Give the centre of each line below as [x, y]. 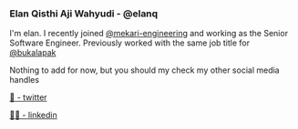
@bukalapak [33, 53]
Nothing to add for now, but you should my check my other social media [144, 70]
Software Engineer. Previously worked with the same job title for [130, 43]
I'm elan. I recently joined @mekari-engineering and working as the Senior [149, 34]
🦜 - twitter [28, 97]
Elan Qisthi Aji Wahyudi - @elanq [84, 14]
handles [24, 80]
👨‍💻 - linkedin [33, 115]
